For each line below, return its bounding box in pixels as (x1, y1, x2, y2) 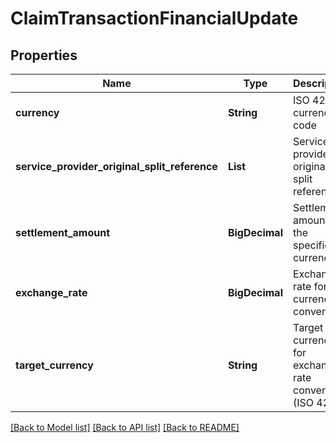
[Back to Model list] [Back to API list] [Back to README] (10, 422, 240, 433)
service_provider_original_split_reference (15, 160, 218, 173)
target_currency (15, 358, 94, 372)
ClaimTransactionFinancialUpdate (10, 7, 299, 30)
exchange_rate (15, 286, 88, 299)
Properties (10, 47, 78, 64)
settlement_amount (15, 226, 110, 239)
